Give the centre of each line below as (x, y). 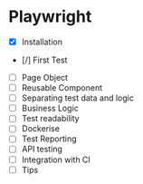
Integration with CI (56, 160)
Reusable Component (62, 88)
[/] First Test (44, 60)
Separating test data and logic (78, 98)
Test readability (50, 119)
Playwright (50, 17)
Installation (42, 42)
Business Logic (50, 108)
